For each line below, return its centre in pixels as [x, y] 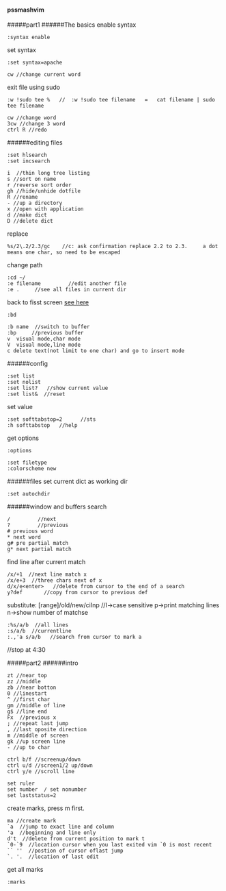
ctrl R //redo [27, 130]
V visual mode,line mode [44, 345]
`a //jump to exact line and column [61, 827]
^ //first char [29, 700]
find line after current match [46, 562]
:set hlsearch [27, 155]
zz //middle [24, 682]
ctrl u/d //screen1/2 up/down [50, 766]
